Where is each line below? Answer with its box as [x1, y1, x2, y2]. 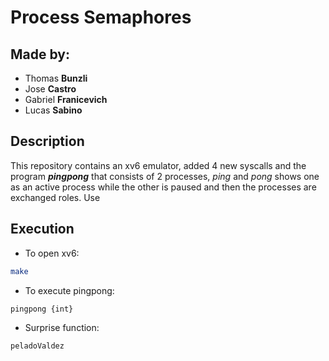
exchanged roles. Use [10, 191, 101, 203]
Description [10, 133, 85, 150]
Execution [10, 221, 75, 238]
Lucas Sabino [24, 104, 83, 116]
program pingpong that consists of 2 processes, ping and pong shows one [10, 170, 320, 182]
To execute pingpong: [24, 284, 115, 296]
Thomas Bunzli [24, 72, 88, 84]
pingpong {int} [10, 304, 74, 314]
